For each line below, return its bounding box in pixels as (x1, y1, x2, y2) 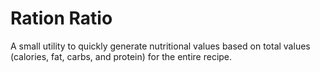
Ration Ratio (10, 7, 113, 30)
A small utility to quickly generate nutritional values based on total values (10, 40, 311, 52)
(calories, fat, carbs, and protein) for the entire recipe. (10, 50, 233, 62)
